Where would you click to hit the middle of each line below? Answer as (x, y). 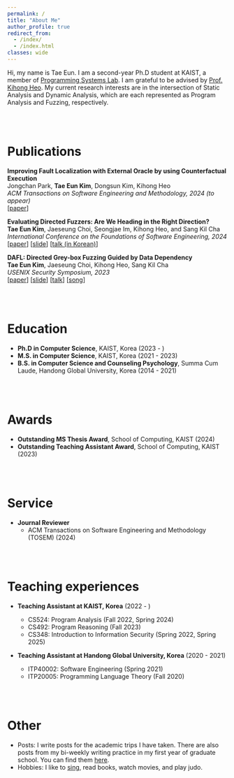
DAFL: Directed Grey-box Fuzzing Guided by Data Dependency (100, 257)
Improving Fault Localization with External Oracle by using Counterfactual (117, 171)
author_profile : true (39, 27)
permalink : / (26, 14)
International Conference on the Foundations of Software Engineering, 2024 (117, 236)
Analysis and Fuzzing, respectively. (58, 102)
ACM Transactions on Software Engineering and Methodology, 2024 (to (111, 193)
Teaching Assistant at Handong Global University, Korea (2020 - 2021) (121, 655)
